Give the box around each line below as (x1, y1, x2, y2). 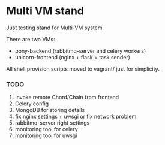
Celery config (14, 100, 49, 107)
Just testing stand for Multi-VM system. (6, 24, 104, 31)
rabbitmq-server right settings (14, 119, 90, 126)
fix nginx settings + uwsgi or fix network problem (14, 113, 137, 120)
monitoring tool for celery (14, 126, 78, 133)
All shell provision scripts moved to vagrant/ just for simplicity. (6, 65, 160, 72)
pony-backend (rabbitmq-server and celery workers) (14, 47, 146, 55)
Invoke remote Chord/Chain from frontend (14, 94, 119, 101)
